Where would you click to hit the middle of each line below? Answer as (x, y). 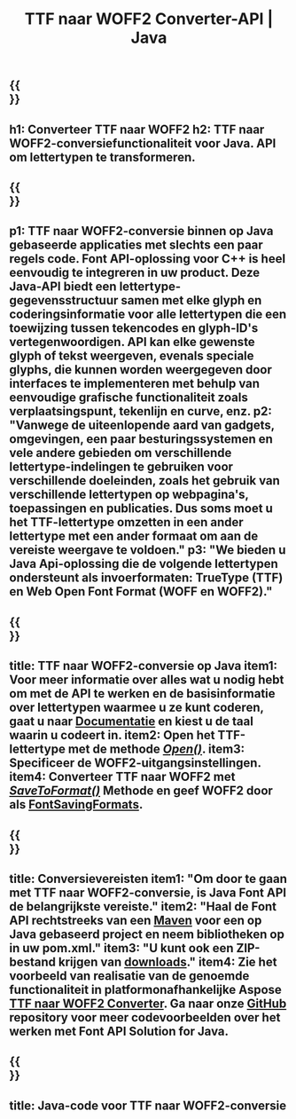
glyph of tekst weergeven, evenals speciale (132, 356)
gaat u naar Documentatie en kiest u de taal (132, 722)
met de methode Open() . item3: (156, 749)
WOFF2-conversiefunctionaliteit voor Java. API (143, 143)
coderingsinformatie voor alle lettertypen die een (148, 315)
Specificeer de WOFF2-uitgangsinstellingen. (135, 763)
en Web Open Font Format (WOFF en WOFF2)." (141, 591)
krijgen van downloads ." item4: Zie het (167, 961)
